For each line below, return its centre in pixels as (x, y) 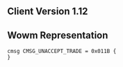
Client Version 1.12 (48, 12)
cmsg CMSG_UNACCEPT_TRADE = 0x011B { (62, 52)
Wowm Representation (58, 35)
